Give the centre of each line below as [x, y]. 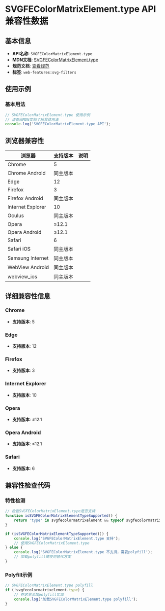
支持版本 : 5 [24, 322]
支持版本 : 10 [24, 395]
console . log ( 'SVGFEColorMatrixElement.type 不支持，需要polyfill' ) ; [83, 552]
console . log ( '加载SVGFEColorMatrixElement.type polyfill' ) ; [76, 599]
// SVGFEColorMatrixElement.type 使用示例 [48, 115]
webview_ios [23, 277]
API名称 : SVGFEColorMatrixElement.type [52, 54]
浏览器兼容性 [25, 141]
